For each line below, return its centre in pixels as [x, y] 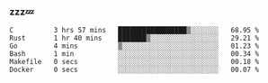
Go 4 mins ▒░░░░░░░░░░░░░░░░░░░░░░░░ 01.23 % [134, 46]
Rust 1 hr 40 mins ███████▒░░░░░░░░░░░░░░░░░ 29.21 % [134, 38]
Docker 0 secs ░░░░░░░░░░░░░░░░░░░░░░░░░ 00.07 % [134, 70]
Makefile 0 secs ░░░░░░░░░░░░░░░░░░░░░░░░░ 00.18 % [134, 62]
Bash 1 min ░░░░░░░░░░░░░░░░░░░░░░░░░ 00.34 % [134, 54]
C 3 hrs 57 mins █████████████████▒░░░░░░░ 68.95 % [134, 31]
